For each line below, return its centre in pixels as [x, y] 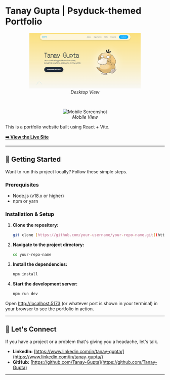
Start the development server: [45, 284]
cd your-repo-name [32, 255]
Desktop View [85, 92]
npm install [25, 274]
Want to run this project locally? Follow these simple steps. [66, 171]
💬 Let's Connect [31, 329]
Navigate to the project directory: [48, 245]
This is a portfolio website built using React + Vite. [57, 127]
